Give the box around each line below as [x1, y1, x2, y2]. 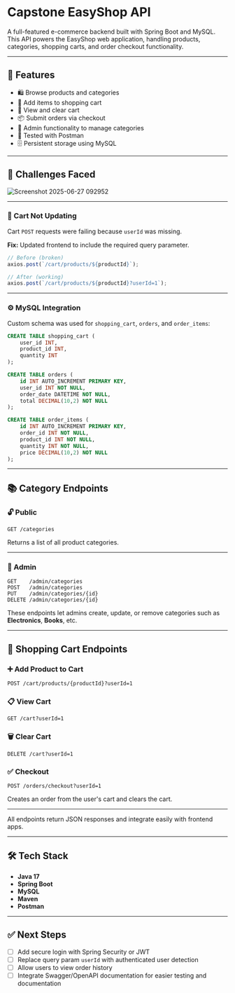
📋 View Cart [7, 697, 51, 706]
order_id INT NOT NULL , [20, 430, 90, 437]
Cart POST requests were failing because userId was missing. [7, 227, 183, 235]
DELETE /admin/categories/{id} [7, 596, 99, 603]
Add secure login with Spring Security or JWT [17, 947, 150, 956]
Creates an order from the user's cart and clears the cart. [7, 795, 173, 803]
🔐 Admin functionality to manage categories [17, 123, 145, 132]
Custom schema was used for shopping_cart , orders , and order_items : [7, 319, 211, 327]
